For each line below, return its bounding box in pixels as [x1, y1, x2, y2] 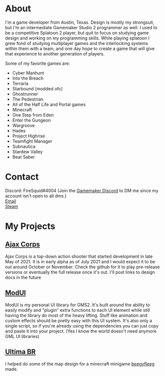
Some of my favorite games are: [5, 60, 70, 66]
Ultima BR [5, 348, 36, 356]
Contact [5, 171, 39, 183]
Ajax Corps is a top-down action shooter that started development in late [5, 253, 153, 259]
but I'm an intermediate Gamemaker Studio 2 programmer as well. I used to [5, 24, 158, 30]
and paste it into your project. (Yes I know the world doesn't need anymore [5, 328, 157, 334]
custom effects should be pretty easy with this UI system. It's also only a [5, 317, 153, 324]
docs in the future [5, 274, 41, 280]
